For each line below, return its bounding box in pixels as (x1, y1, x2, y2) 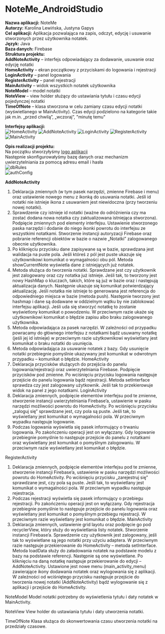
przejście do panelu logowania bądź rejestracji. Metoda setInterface (12, 377, 150, 382)
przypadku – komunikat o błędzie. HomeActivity (12, 356, 109, 362)
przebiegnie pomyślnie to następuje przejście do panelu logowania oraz (12, 506, 158, 511)
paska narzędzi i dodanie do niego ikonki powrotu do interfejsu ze (12, 225, 146, 231)
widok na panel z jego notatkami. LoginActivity (12, 387, 107, 393)
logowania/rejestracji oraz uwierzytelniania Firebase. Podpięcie (12, 366, 140, 372)
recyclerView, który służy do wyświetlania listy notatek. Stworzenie (12, 527, 148, 533)
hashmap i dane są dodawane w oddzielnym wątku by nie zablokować (12, 298, 155, 304)
